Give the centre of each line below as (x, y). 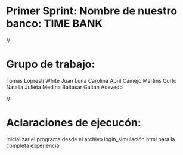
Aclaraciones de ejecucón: (74, 123)
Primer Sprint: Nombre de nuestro (92, 11)
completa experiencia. (33, 145)
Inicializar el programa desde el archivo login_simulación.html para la (91, 139)
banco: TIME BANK (55, 24)
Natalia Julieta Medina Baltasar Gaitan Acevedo (65, 87)
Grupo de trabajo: (51, 64)
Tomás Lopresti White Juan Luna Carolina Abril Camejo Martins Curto (91, 80)
